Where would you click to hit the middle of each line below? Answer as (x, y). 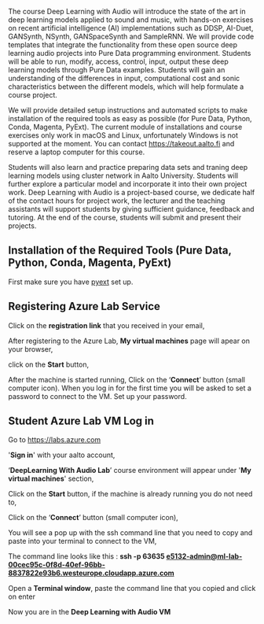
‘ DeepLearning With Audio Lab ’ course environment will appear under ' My (130, 471)
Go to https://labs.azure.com (55, 440)
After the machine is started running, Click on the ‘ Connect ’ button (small (127, 379)
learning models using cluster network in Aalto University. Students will (123, 175)
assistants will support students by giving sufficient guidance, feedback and (131, 209)
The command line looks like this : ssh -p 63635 (86, 556)
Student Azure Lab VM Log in (81, 421)
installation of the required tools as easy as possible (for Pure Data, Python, (130, 118)
